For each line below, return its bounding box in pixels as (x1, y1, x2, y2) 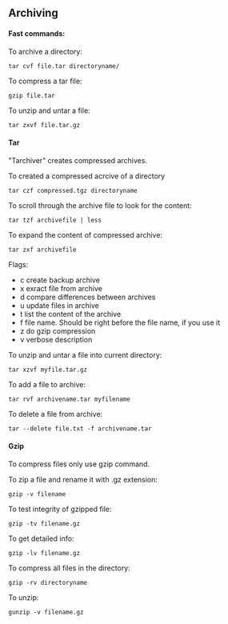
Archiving (8, 6, 58, 20)
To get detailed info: (8, 534, 74, 543)
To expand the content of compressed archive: (8, 230, 162, 239)
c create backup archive (19, 275, 100, 285)
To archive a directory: (8, 46, 82, 56)
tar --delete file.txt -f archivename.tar (8, 424, 152, 433)
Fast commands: (8, 28, 66, 38)
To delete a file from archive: (8, 409, 103, 418)
